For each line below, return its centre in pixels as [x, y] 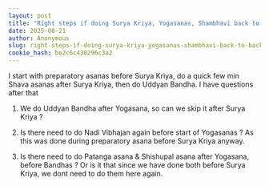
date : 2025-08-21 [37, 30]
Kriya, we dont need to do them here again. [91, 174]
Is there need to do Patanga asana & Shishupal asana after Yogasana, [134, 156]
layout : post [30, 16]
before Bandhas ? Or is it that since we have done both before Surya [132, 165]
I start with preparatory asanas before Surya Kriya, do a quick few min [124, 76]
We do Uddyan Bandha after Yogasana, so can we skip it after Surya [132, 108]
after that [23, 93]
